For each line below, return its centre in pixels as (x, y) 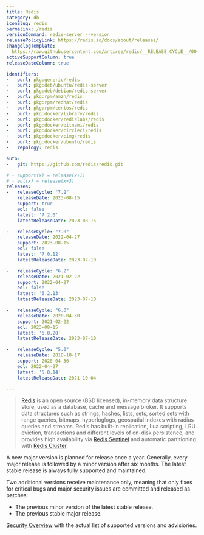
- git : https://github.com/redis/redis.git (65, 164)
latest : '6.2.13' (39, 294)
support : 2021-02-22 (43, 321)
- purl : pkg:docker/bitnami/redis (53, 125)
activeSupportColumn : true (40, 57)
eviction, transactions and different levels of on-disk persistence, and (108, 433)
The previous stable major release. (58, 514)
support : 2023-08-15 (43, 243)
